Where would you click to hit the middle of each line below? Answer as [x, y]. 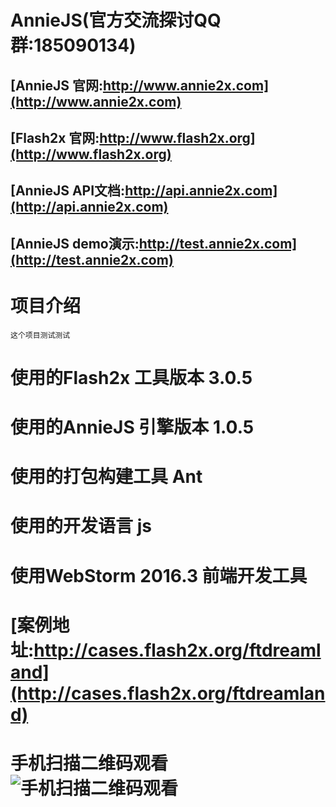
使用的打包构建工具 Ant [106, 477]
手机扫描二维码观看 [89, 763]
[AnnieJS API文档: [68, 191]
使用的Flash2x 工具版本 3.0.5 [131, 377]
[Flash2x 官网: [55, 137]
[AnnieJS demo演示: [75, 243]
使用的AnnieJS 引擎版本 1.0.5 [132, 427]
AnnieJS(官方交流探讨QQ [116, 20]
